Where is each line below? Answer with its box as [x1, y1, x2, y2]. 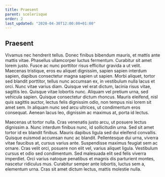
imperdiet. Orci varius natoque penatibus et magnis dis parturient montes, [5, 156, 155, 162]
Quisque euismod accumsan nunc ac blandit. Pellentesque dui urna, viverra [5, 135, 159, 141]
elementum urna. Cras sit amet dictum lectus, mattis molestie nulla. [5, 166, 141, 172]
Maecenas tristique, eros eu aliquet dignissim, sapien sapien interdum [5, 68, 147, 74]
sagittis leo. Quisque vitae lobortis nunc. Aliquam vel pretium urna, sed [5, 89, 149, 95]
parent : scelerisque [5, 12, 48, 17]
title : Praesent [5, 7, 38, 12]
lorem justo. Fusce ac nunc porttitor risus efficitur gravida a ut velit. [5, 62, 141, 69]
